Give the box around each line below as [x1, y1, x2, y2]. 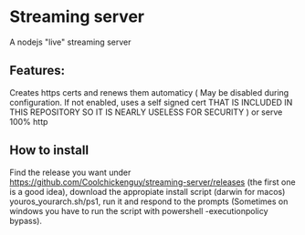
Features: [9, 63, 66, 78]
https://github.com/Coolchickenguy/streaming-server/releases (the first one [9, 176, 296, 188]
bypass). [9, 215, 43, 226]
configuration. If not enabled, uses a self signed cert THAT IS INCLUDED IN [9, 97, 293, 107]
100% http [9, 116, 48, 127]
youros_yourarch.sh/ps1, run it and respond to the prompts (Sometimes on [9, 196, 289, 207]
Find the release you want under [9, 167, 131, 178]
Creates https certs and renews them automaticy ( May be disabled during [9, 87, 289, 97]
